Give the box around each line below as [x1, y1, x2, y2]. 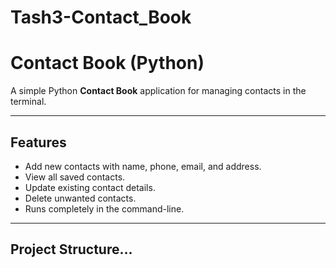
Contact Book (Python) [10, 52, 205, 75]
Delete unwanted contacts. [24, 192, 137, 204]
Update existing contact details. [24, 181, 156, 193]
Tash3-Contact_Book [10, 6, 192, 29]
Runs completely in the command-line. [24, 202, 185, 215]
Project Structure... [10, 241, 133, 258]
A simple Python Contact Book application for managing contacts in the [10, 85, 307, 97]
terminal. [10, 96, 47, 108]
